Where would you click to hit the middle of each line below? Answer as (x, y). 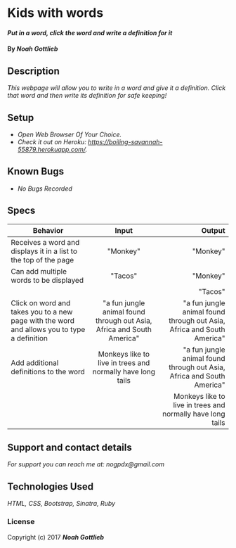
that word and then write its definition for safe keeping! (87, 96)
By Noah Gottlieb (33, 49)
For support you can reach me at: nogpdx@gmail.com (86, 464)
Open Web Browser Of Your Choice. (70, 134)
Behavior (48, 230)
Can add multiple (39, 271)
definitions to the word (48, 371)
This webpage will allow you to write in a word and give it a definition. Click (117, 88)
